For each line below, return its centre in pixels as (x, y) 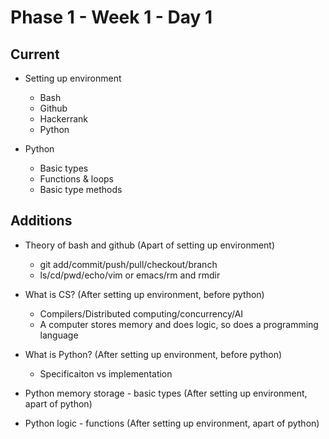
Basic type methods (81, 189)
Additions (41, 221)
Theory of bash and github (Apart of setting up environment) (150, 245)
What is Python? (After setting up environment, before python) (153, 354)
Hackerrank (63, 119)
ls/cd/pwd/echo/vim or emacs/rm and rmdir (130, 275)
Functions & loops (76, 179)
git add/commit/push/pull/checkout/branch (128, 264)
